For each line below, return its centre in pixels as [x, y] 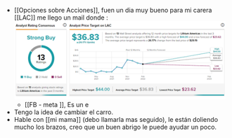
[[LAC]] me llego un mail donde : [61, 18]
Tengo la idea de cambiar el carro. [64, 112]
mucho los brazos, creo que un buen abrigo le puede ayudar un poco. [115, 127]
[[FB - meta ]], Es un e [57, 105]
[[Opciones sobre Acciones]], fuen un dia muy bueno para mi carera [113, 10]
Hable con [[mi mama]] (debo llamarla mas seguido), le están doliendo [116, 120]
